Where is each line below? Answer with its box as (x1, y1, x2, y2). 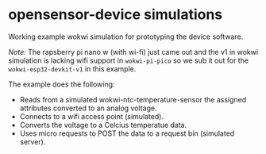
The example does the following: (8, 79, 115, 89)
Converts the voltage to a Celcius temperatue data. (19, 120, 187, 129)
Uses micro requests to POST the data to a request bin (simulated (19, 129, 235, 138)
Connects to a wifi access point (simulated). (19, 111, 164, 121)
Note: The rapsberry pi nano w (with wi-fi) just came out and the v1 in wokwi (8, 47, 259, 56)
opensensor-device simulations (8, 6, 223, 24)
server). (19, 137, 46, 146)
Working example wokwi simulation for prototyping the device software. (8, 32, 244, 41)
